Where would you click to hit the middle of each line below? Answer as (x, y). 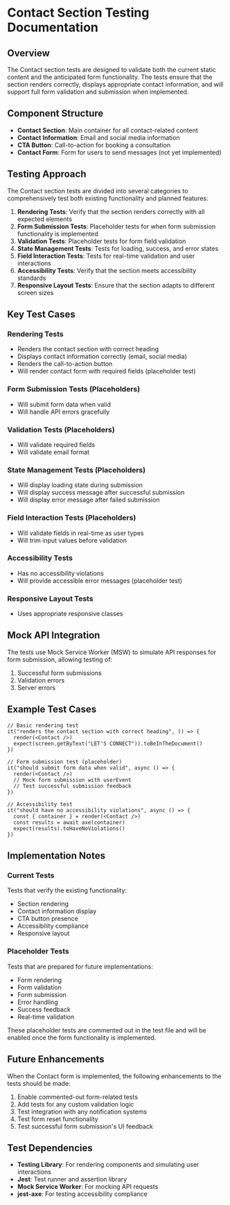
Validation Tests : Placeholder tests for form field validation (101, 241)
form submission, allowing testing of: (60, 659)
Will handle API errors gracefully (63, 412)
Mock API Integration (54, 635)
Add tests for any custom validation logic (76, 1104)
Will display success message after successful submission (101, 493)
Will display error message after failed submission (88, 500)
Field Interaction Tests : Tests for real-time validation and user (106, 256)
